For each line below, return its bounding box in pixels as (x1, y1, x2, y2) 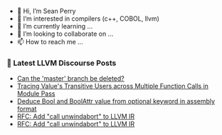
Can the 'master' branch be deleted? (16, 74, 125, 83)
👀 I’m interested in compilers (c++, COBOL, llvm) (16, 14, 159, 23)
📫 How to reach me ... (16, 38, 83, 46)
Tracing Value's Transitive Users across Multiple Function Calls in (16, 82, 209, 91)
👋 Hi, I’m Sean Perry (16, 7, 76, 15)
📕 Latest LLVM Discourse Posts (6, 58, 117, 68)
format (16, 104, 37, 114)
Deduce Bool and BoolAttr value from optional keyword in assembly (16, 97, 215, 106)
